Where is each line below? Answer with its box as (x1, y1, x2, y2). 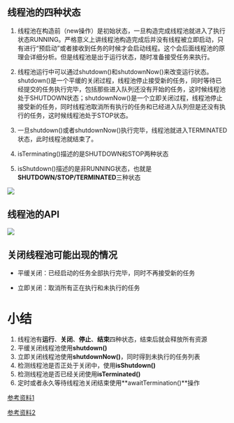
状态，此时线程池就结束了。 (17, 135, 98, 143)
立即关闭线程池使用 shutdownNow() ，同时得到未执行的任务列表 (17, 352, 200, 361)
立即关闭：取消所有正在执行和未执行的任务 (17, 283, 140, 292)
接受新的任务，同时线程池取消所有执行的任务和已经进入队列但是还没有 (17, 102, 220, 110)
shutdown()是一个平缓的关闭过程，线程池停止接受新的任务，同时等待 (17, 76, 216, 84)
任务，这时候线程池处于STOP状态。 (29, 111, 132, 119)
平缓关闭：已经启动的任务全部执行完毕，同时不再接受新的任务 (17, 269, 196, 277)
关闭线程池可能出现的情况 (7, 249, 117, 261)
